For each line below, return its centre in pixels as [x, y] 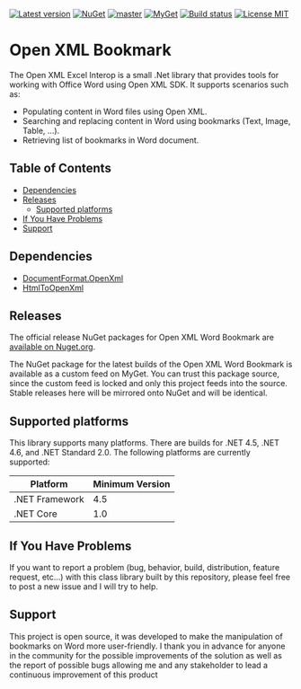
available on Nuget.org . [53, 347]
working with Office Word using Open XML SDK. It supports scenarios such [149, 84]
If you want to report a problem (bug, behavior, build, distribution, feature [145, 567]
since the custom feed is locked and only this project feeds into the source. [148, 384]
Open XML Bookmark [91, 50]
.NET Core [35, 514]
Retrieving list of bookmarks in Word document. [111, 140]
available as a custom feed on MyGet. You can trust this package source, [145, 374]
